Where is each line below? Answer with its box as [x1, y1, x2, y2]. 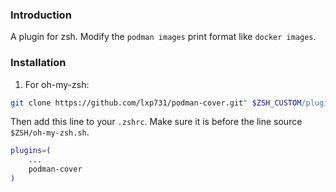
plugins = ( [10, 146, 52, 156]
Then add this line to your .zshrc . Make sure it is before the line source [10, 116, 303, 128]
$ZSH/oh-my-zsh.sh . [10, 126, 90, 138]
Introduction [10, 8, 72, 22]
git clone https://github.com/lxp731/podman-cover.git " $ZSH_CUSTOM [10, 98, 302, 108]
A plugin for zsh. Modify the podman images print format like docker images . [10, 31, 317, 43]
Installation [10, 56, 67, 70]
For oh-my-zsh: [24, 78, 90, 90]
